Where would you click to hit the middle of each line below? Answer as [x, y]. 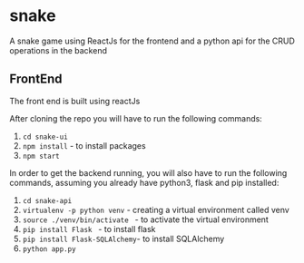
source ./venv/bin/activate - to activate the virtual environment [146, 219]
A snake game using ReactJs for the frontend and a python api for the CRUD [152, 41]
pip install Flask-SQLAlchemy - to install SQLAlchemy [123, 239]
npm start [41, 156]
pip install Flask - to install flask [89, 229]
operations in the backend [58, 50]
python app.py [49, 249]
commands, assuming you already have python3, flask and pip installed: [144, 182]
